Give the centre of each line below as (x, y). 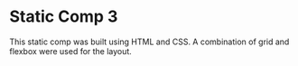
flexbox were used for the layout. (71, 51)
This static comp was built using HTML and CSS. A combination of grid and (149, 42)
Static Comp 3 (64, 17)
